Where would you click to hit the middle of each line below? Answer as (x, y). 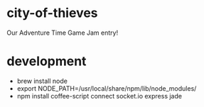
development (47, 61)
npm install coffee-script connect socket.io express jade (100, 96)
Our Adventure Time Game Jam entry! (63, 33)
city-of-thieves (52, 13)
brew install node (42, 81)
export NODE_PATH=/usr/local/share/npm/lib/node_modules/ (107, 88)
